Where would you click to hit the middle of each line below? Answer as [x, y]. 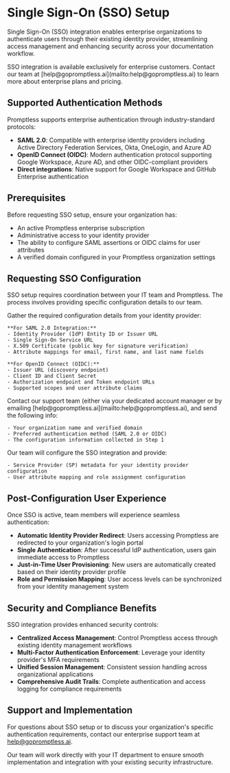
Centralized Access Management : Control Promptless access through [117, 638]
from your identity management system [73, 586]
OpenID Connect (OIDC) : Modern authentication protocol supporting [114, 154]
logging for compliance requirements [69, 689]
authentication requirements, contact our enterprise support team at [104, 734]
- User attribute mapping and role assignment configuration [96, 477]
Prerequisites [36, 198]
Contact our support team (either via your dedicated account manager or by [115, 401]
